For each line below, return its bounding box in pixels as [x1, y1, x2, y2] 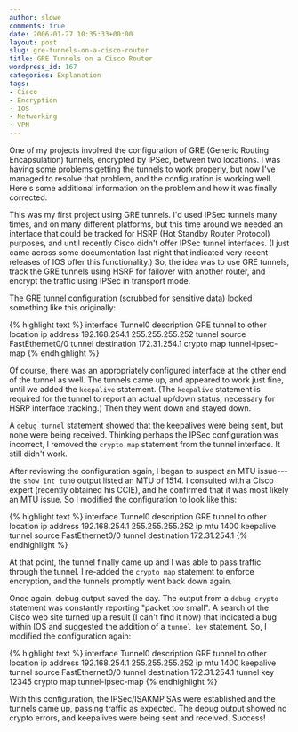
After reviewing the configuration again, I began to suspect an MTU [9, 466, 256, 476]
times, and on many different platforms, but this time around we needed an [9, 219, 283, 229]
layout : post [9, 37, 58, 47]
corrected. [9, 192, 48, 203]
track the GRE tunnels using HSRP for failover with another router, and [9, 266, 266, 277]
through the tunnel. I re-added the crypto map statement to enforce [9, 567, 255, 576]
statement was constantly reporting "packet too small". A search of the [9, 602, 270, 613]
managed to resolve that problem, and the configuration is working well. [9, 173, 273, 183]
